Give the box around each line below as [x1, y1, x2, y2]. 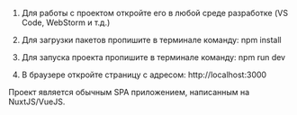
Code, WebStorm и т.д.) [21, 17, 111, 28]
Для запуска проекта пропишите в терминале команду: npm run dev [21, 52, 285, 62]
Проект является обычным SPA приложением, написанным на [8, 87, 250, 97]
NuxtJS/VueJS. [8, 96, 66, 107]
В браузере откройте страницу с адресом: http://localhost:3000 [21, 69, 267, 80]
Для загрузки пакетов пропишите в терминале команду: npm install [21, 35, 282, 45]
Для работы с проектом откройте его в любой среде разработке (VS [21, 8, 289, 18]
